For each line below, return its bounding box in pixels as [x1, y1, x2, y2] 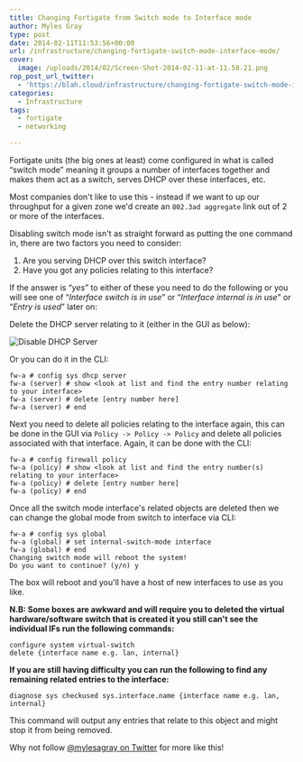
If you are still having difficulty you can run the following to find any [9, 665, 268, 675]
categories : [9, 88, 54, 97]
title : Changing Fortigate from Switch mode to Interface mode [9, 13, 252, 23]
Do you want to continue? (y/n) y [9, 561, 140, 570]
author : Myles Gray [9, 22, 83, 31]
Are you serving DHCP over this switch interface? [22, 255, 207, 266]
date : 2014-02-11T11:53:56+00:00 [9, 38, 135, 48]
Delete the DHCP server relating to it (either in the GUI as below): [9, 319, 251, 329]
